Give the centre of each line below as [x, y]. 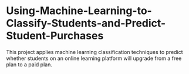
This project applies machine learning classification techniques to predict [95, 52]
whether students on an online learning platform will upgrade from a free [94, 58]
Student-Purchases [55, 36]
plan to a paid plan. [29, 64]
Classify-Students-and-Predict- [86, 23]
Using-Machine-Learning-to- [79, 11]
